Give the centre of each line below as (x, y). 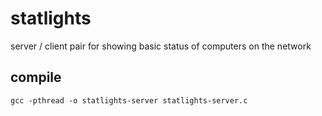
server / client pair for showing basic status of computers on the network (161, 46)
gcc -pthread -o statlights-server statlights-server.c (129, 100)
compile (36, 77)
